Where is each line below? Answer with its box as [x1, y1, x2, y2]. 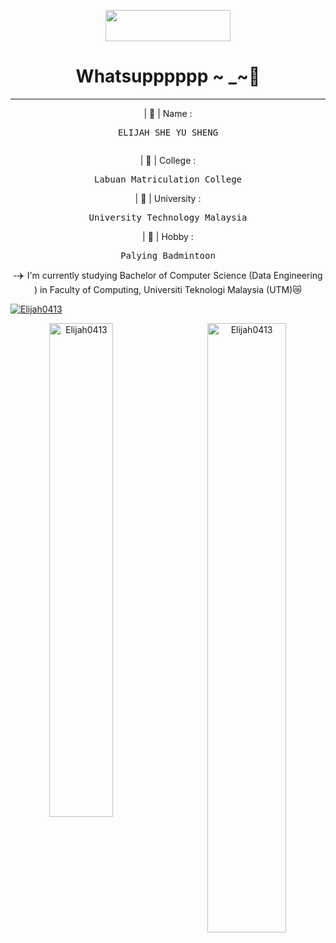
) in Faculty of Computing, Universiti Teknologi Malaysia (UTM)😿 [34, 283, 302, 295]
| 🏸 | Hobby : [142, 230, 194, 242]
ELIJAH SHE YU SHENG [117, 126, 219, 138]
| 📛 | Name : [143, 107, 193, 119]
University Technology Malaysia [88, 211, 248, 223]
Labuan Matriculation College [93, 173, 242, 185]
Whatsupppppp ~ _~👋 [75, 65, 261, 88]
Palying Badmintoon [120, 250, 216, 261]
